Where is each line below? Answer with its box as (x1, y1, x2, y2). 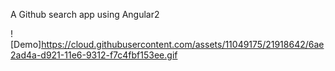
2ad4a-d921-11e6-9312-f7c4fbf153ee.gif (10, 49, 178, 61)
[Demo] (10, 39, 42, 50)
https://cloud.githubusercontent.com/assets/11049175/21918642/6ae (41, 39, 325, 50)
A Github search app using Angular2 (10, 9, 160, 20)
